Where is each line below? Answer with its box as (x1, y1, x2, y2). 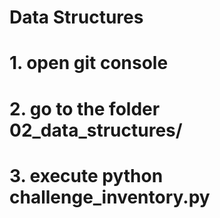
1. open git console (9, 52, 169, 75)
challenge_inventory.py (9, 186, 211, 208)
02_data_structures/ (9, 119, 183, 141)
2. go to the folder (9, 97, 161, 120)
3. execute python (9, 164, 164, 187)
